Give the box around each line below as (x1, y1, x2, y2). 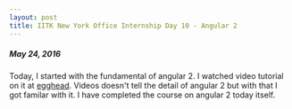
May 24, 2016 (9, 49, 61, 59)
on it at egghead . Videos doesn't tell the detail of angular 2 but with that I (9, 81, 278, 91)
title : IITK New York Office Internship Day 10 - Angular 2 (9, 21, 238, 30)
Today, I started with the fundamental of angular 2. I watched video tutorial (9, 71, 284, 82)
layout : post (9, 12, 58, 22)
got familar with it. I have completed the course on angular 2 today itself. (9, 90, 276, 100)
